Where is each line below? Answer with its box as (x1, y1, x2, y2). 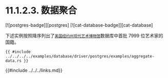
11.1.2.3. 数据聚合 (5, 5, 77, 16)
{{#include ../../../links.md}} (5, 67, 62, 73)
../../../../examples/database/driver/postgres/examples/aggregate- (5, 53, 155, 59)
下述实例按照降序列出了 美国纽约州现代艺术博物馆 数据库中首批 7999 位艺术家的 (5, 32, 163, 38)
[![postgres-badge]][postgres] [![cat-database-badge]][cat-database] (5, 22, 153, 28)
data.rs (5, 58, 22, 63)
